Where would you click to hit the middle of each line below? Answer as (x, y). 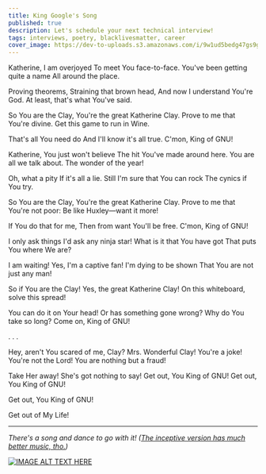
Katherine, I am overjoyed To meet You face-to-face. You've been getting (128, 67)
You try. (21, 187)
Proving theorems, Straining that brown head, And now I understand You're (131, 91)
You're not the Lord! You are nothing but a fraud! (87, 360)
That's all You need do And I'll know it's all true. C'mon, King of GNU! (121, 139)
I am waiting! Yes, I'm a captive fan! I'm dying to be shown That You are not (131, 265)
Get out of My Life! (39, 415)
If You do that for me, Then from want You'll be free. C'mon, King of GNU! (128, 226)
